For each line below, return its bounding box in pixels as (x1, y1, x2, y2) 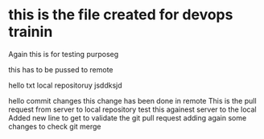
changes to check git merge (8, 121, 102, 131)
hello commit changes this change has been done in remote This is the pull (8, 96, 257, 105)
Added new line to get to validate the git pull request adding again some (8, 112, 247, 122)
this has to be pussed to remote (8, 64, 114, 74)
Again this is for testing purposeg (8, 49, 119, 59)
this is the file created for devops (8, 6, 233, 24)
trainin (8, 22, 53, 41)
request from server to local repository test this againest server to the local (8, 104, 257, 114)
